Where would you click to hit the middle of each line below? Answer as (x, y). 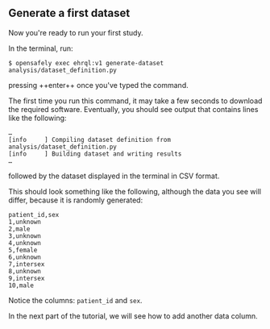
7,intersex (27, 264)
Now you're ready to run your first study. (76, 32)
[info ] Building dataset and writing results (95, 154)
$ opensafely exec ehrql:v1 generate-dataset (86, 63)
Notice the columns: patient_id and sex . (75, 300)
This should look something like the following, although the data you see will (135, 191)
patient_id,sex (34, 214)
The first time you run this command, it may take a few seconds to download (135, 101)
